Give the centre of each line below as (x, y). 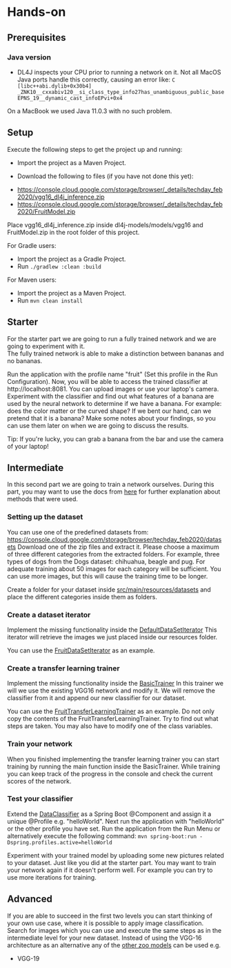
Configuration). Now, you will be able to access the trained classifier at (108, 381)
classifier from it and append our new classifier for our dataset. (97, 698)
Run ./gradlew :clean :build (59, 266)
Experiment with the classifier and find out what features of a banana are (111, 396)
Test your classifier (40, 799)
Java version (29, 57)
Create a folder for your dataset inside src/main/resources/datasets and (109, 589)
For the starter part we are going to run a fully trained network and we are (112, 338)
